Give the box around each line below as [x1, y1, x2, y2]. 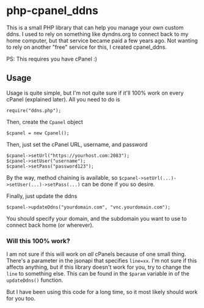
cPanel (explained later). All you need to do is [6, 95, 120, 103]
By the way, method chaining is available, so [6, 174, 118, 181]
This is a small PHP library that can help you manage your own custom [6, 24, 184, 31]
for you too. [6, 295, 35, 302]
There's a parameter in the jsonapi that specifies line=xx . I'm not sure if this [6, 257, 197, 265]
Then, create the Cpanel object [6, 118, 84, 125]
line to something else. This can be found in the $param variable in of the [6, 270, 189, 277]
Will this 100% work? [6, 237, 70, 245]
